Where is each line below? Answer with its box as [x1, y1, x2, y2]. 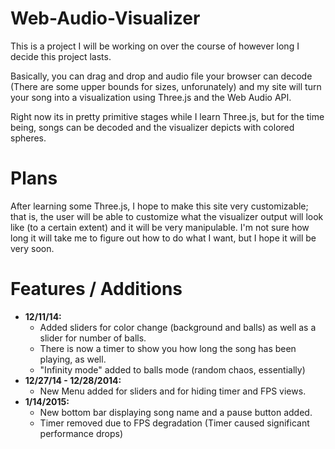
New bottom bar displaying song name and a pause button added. [39, 406, 313, 418]
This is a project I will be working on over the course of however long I [10, 40, 300, 52]
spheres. [10, 132, 47, 144]
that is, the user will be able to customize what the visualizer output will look [10, 210, 324, 222]
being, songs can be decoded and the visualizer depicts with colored [10, 121, 295, 133]
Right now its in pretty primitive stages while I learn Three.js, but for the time [10, 110, 325, 122]
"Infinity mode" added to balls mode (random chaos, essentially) [39, 363, 306, 376]
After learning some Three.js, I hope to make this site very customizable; [10, 200, 309, 212]
